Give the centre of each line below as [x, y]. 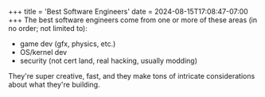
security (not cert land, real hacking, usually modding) [108, 60]
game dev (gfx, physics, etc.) [68, 44]
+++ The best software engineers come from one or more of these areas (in [133, 20]
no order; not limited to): [48, 28]
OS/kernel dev [43, 52]
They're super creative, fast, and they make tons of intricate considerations [132, 76]
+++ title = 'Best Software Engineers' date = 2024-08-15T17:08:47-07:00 [128, 12]
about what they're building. [55, 84]
